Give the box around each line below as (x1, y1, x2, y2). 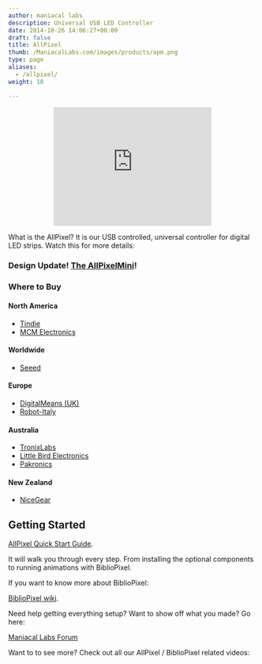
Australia (8, 425, 39, 434)
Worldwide (8, 345, 45, 355)
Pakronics (19, 460, 53, 469)
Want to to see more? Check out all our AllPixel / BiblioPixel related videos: (8, 648, 250, 658)
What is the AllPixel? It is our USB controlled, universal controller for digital (8, 232, 250, 241)
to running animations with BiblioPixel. (8, 563, 132, 572)
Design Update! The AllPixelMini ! (8, 260, 137, 271)
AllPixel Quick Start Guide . (8, 539, 93, 548)
